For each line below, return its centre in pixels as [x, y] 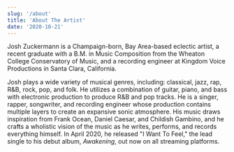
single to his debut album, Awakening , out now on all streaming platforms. [114, 142]
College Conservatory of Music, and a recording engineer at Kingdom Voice [116, 61]
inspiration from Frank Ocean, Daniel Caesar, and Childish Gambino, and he [116, 119]
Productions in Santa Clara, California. [62, 69]
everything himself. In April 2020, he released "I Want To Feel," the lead [110, 134]
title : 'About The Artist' [46, 20]
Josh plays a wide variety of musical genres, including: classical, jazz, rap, [115, 82]
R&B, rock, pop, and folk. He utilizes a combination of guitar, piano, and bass [117, 90]
